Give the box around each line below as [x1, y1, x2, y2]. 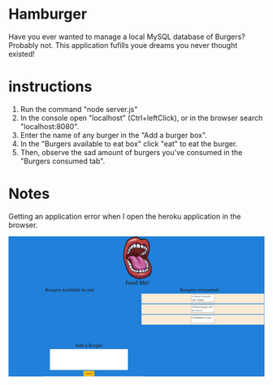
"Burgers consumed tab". [19, 156, 106, 166]
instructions [8, 78, 93, 96]
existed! [8, 49, 35, 58]
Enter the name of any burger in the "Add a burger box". [19, 130, 207, 140]
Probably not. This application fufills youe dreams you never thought [8, 40, 238, 50]
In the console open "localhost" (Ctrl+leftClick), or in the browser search [19, 113, 263, 123]
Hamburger [8, 5, 88, 24]
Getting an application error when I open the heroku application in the [8, 211, 241, 221]
